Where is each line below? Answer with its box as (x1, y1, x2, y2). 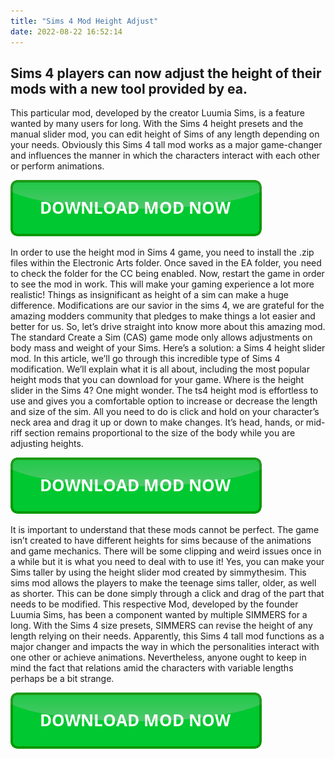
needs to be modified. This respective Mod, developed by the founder (10, 598, 299, 610)
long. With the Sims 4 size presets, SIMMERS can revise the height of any (10, 620, 313, 632)
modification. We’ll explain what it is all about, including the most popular (10, 363, 310, 375)
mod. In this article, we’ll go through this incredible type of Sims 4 (10, 353, 281, 365)
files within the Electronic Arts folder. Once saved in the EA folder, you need (10, 257, 322, 269)
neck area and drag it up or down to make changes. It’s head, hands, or (10, 416, 304, 429)
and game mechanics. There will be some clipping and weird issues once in (10, 545, 322, 557)
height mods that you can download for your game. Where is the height (10, 374, 305, 386)
